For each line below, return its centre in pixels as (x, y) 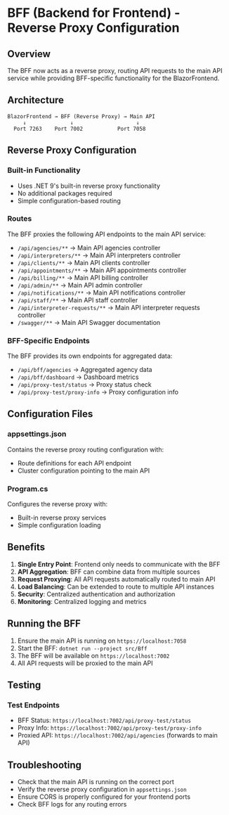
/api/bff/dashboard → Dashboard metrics (78, 377)
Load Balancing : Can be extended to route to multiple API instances (116, 586)
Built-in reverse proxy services (62, 518)
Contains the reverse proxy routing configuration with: (85, 449)
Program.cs (28, 489)
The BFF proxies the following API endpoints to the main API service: (106, 234)
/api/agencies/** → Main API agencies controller (89, 248)
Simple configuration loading (59, 525)
